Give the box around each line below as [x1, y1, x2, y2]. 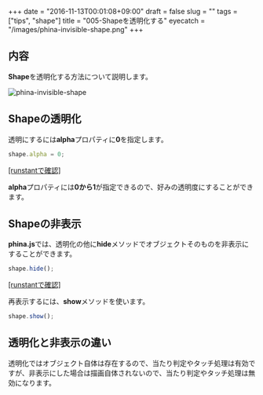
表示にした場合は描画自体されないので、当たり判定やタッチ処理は [35, 368, 249, 378]
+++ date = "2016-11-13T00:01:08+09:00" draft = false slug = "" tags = [8, 7, 238, 16]
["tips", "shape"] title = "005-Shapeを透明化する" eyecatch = [8, 16, 206, 25]
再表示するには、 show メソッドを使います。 [8, 297, 150, 306]
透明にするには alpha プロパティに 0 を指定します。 [8, 134, 168, 144]
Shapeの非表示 [8, 217, 82, 230]
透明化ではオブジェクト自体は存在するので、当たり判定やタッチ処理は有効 [8, 358, 249, 368]
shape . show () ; [8, 313, 55, 320]
